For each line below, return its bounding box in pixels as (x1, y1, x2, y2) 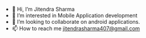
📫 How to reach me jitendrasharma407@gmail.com (11, 25, 141, 32)
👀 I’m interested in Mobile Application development (11, 12, 138, 19)
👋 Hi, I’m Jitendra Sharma (11, 6, 75, 12)
